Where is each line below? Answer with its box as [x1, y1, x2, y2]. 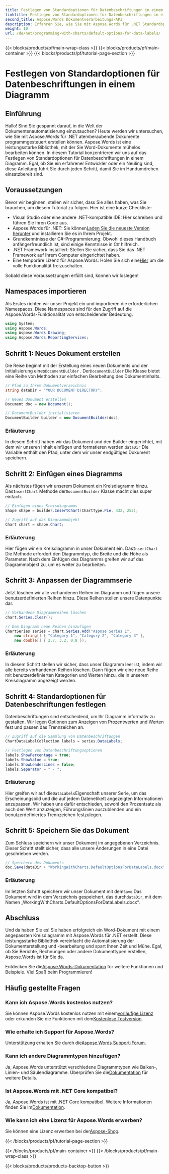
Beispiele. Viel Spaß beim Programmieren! [5, 969, 93, 975]
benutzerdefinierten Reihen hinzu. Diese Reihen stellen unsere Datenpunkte [5, 595, 162, 601]
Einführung [5, 109, 41, 118]
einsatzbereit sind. [5, 171, 44, 177]
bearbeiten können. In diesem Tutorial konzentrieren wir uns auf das [5, 150, 147, 156]
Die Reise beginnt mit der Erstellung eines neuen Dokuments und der [5, 362, 148, 368]
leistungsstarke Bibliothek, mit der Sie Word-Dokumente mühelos [5, 145, 141, 150]
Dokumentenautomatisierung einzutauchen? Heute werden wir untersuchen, [5, 128, 163, 134]
